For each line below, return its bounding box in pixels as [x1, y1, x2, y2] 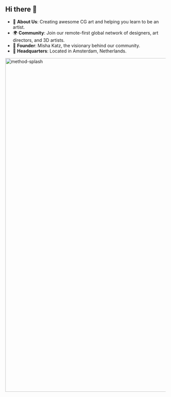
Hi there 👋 [5, 5, 37, 14]
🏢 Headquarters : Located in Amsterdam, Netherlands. [12, 48, 127, 54]
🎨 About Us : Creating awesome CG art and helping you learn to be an [12, 18, 159, 24]
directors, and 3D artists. [12, 37, 65, 43]
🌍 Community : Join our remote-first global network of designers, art [12, 30, 159, 36]
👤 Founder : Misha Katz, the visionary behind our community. [12, 42, 140, 48]
